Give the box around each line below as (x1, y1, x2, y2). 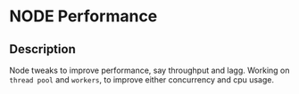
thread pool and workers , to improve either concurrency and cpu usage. (9, 74, 275, 85)
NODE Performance (9, 6, 158, 27)
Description (9, 42, 76, 57)
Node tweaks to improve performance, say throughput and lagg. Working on (9, 65, 290, 75)
